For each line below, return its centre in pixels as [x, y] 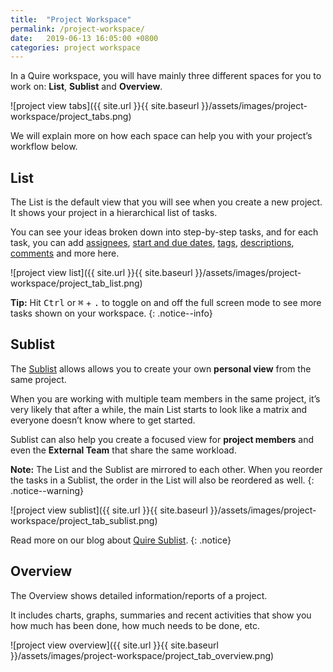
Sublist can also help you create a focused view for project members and [162, 439]
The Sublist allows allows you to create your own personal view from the [161, 368]
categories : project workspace [75, 47]
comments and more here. [65, 253]
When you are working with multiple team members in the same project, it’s [165, 398]
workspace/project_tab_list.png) [76, 283]
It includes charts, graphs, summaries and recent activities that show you [161, 615]
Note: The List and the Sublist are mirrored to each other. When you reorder [166, 469]
